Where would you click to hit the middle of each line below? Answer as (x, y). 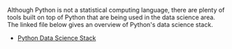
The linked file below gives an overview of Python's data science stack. (110, 24)
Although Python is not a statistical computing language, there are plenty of (116, 10)
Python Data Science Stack (57, 38)
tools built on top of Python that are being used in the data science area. (111, 17)
